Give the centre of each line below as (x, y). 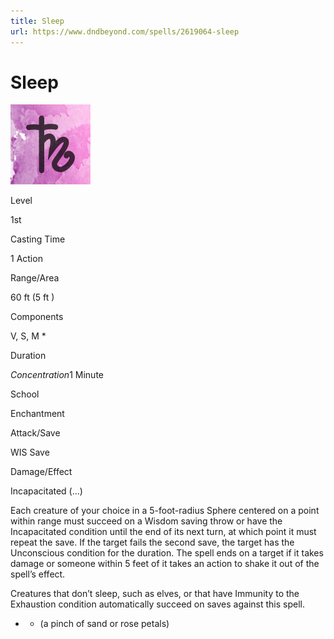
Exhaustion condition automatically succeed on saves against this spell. (157, 604)
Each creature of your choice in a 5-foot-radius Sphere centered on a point (165, 511)
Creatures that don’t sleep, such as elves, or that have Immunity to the (155, 594)
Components (37, 317)
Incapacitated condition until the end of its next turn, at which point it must (163, 532)
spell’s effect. (38, 574)
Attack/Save (35, 433)
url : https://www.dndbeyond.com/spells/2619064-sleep (125, 31)
